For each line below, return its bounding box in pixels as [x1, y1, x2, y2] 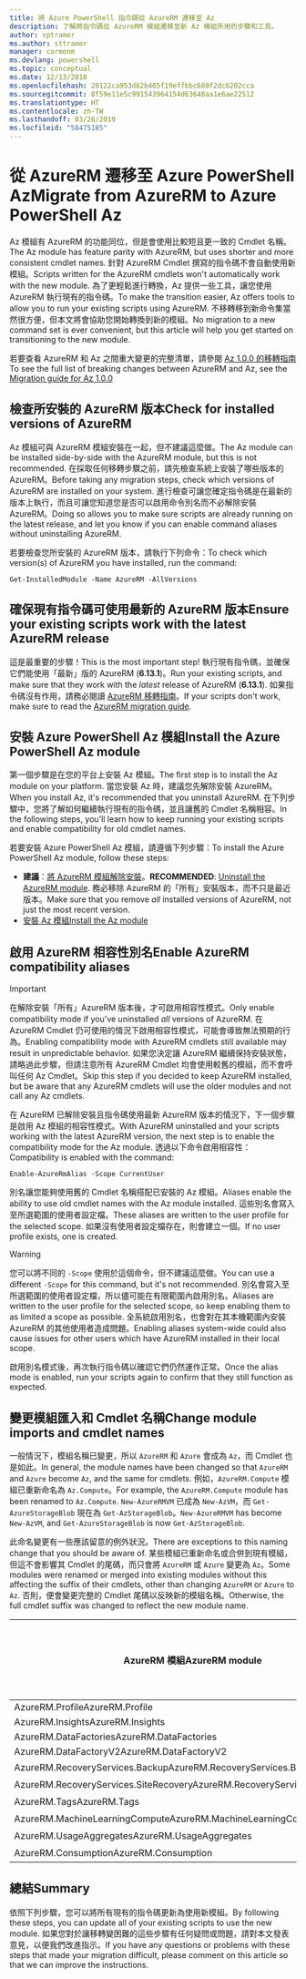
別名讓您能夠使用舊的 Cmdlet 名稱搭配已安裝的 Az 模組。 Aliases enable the [9, 1186, 291, 1198]
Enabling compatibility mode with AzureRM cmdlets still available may [25, 1036, 287, 1048]
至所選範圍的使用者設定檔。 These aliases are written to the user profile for [9, 1209, 290, 1221]
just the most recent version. [22, 904, 130, 916]
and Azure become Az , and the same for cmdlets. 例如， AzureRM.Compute [9, 1473, 280, 1483]
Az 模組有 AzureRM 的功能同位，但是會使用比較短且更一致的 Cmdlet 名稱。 [9, 236, 291, 247]
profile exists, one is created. [9, 1231, 118, 1242]
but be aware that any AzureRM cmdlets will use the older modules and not [9, 1081, 291, 1092]
